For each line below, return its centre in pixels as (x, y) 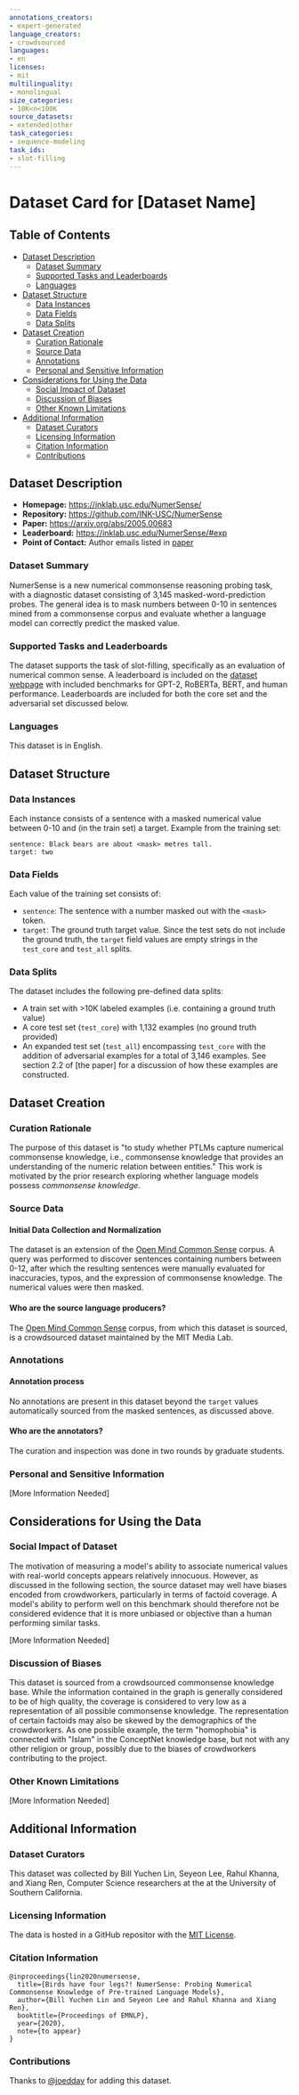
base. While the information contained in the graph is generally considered (146, 1692)
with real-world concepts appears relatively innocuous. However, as (134, 1575)
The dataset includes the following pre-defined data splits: (117, 991)
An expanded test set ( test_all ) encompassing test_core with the (144, 1047)
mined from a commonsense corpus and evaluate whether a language (138, 613)
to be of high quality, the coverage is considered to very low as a (128, 1701)
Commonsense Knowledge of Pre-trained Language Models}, (117, 1992)
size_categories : (41, 100)
